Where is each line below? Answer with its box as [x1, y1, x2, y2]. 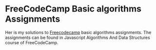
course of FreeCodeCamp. [5, 39, 58, 45]
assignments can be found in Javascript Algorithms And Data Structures [5, 35, 150, 40]
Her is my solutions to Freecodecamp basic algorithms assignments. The [5, 29, 152, 35]
